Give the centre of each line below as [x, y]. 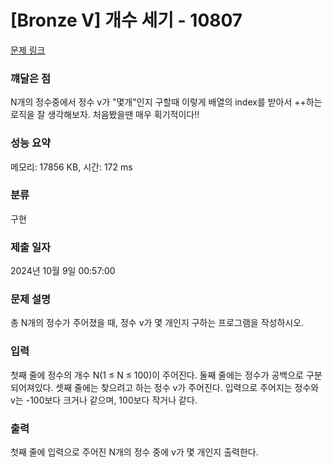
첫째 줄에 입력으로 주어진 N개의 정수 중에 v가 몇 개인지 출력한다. [134, 452]
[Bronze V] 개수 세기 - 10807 [126, 20]
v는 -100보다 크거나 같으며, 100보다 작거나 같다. [104, 400]
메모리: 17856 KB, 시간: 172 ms [71, 167]
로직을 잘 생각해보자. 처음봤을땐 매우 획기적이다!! [105, 115]
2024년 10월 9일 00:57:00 [63, 271]
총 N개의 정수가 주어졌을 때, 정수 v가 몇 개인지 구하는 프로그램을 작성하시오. [157, 323]
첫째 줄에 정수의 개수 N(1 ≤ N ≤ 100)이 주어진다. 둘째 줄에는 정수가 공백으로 [157, 375]
